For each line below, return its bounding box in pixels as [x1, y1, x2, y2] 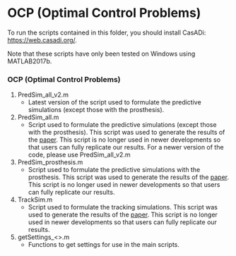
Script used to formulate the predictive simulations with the [28, 166, 201, 174]
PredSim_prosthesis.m [17, 158, 83, 166]
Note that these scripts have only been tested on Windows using [7, 49, 196, 58]
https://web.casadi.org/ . [7, 35, 78, 44]
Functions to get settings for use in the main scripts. [28, 240, 180, 249]
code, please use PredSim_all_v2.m [28, 150, 131, 159]
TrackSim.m [17, 195, 53, 204]
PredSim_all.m [17, 113, 59, 121]
